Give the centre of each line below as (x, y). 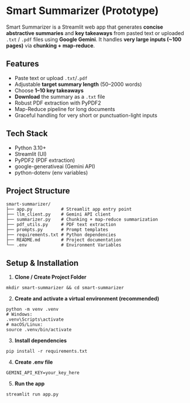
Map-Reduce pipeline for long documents (65, 109)
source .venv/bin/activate (39, 330)
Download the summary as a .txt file (60, 96)
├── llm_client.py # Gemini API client (58, 214)
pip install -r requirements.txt (47, 352)
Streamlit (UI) (30, 154)
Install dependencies (41, 341)
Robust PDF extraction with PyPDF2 (58, 103)
